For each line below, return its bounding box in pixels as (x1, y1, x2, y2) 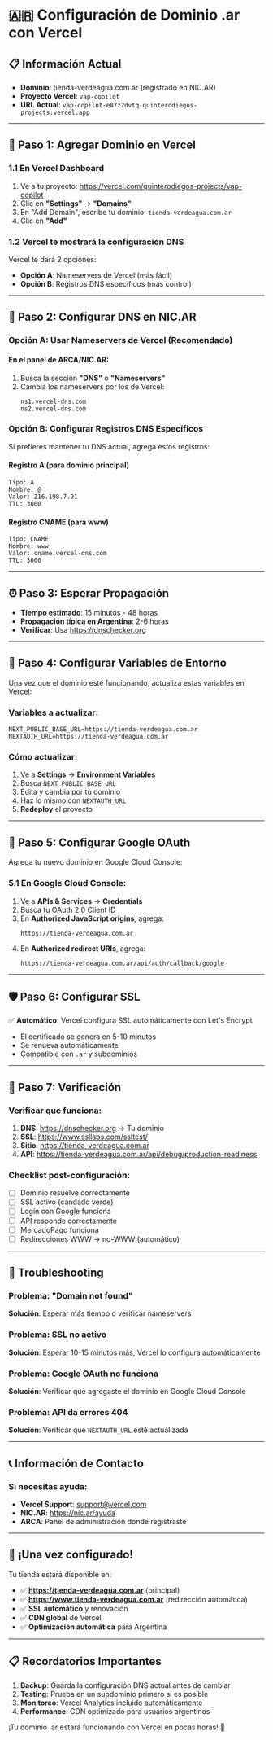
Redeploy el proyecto (19, 804, 93, 814)
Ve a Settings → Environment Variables (19, 769, 156, 779)
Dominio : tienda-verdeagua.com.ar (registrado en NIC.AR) (19, 83, 217, 92)
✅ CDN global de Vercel (19, 1612, 102, 1622)
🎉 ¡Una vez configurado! (8, 1548, 134, 1562)
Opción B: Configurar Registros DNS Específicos (8, 423, 204, 435)
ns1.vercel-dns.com (19, 397, 87, 405)
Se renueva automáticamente (19, 1041, 119, 1050)
